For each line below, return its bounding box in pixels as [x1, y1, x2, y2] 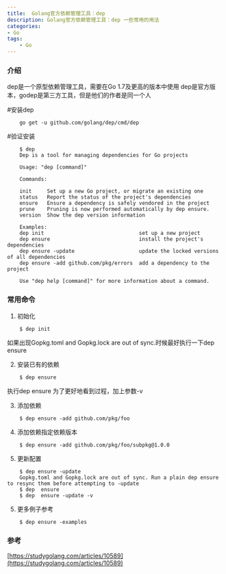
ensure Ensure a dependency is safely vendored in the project [19, 200, 210, 207]
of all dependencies [7, 254, 66, 261]
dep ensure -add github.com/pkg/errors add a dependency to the [19, 260, 210, 267]
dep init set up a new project [19, 230, 201, 237]
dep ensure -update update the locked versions [19, 248, 219, 255]
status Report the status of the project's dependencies [19, 194, 192, 201]
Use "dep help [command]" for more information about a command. [19, 278, 210, 285]
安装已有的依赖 [16, 360, 60, 369]
